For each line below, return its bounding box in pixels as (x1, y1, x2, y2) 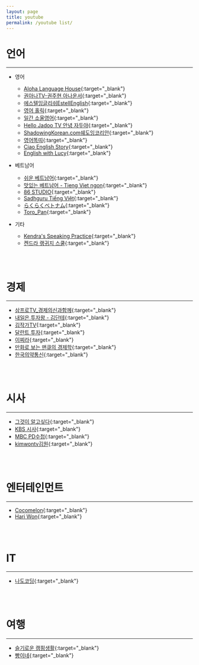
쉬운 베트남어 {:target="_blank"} (23, 174, 99, 181)
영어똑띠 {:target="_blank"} (23, 137, 88, 144)
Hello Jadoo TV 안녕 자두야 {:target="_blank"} (23, 122, 133, 129)
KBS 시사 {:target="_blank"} (14, 426, 81, 433)
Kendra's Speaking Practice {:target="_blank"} (23, 232, 136, 240)
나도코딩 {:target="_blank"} (14, 577, 79, 584)
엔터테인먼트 (6, 481, 64, 495)
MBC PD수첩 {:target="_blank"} (14, 433, 90, 440)
